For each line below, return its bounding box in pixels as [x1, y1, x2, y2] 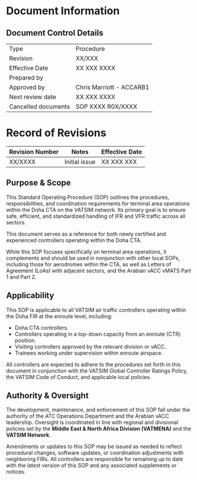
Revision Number [9, 147, 59, 155]
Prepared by [9, 74, 43, 81]
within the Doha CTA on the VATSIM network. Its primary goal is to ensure [6, 206, 186, 213]
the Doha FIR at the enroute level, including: [6, 313, 113, 320]
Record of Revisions [6, 126, 106, 140]
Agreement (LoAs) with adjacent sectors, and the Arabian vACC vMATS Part [6, 267, 191, 274]
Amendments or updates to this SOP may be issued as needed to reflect [6, 443, 182, 450]
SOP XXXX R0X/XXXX [76, 103, 138, 110]
